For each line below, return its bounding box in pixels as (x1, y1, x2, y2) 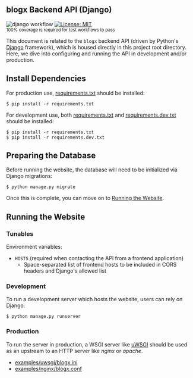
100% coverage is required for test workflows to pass (6, 27, 115, 33)
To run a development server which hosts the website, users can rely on (6, 296, 183, 303)
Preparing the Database (6, 151, 96, 161)
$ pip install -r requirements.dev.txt (6, 134, 105, 140)
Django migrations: (6, 173, 52, 180)
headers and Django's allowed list (23, 267, 107, 274)
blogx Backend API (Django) (6, 5, 112, 15)
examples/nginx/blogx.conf (14, 365, 82, 372)
